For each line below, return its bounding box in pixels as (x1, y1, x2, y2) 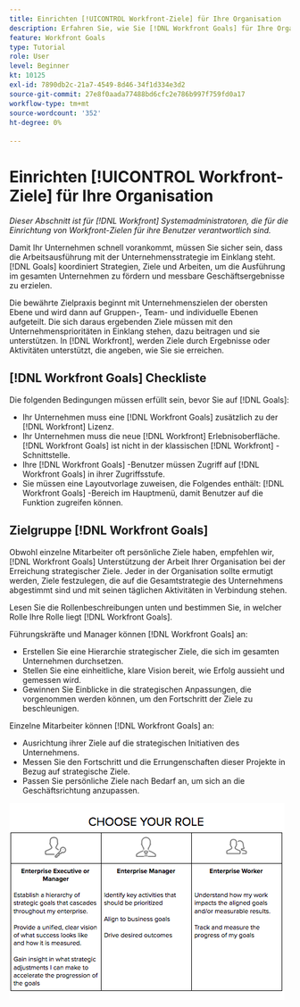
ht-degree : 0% (9, 118, 62, 127)
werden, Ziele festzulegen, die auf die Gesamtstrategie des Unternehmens (9, 575, 284, 586)
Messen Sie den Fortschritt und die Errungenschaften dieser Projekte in (21, 756, 286, 767)
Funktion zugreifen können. (21, 496, 123, 508)
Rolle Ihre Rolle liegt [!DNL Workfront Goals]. (9, 612, 172, 622)
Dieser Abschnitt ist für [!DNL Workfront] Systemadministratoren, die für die (9, 215, 288, 227)
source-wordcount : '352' (9, 108, 102, 118)
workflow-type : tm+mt (9, 99, 90, 108)
